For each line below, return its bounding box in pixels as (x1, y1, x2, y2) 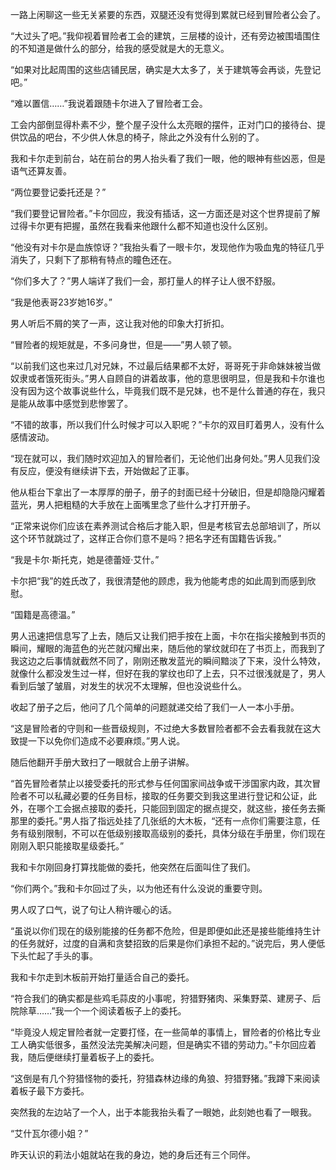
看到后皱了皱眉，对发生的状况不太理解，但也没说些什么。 (10, 680, 247, 692)
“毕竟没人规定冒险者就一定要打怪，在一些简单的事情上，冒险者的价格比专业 (10, 1026, 322, 1038)
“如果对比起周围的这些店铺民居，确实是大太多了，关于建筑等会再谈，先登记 (10, 64, 322, 75)
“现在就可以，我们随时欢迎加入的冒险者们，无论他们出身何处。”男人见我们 (10, 453, 312, 464)
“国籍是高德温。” (10, 609, 76, 620)
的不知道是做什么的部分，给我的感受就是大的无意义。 (10, 43, 230, 54)
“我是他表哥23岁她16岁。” (10, 296, 113, 308)
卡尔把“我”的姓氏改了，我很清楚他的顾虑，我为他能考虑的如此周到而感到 (10, 575, 308, 587)
